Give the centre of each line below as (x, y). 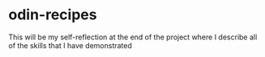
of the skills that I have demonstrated (70, 45)
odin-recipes (53, 15)
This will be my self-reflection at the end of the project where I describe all (133, 37)
